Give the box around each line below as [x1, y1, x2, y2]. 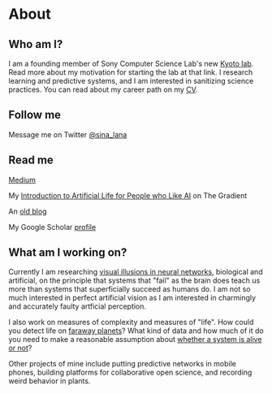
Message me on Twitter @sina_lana [8, 129, 127, 139]
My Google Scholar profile [8, 222, 97, 232]
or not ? [8, 343, 32, 353]
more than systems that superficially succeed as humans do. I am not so [8, 284, 251, 294]
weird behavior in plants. [8, 376, 91, 386]
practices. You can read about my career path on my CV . [8, 84, 198, 94]
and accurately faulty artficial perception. [8, 301, 147, 311]
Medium [8, 175, 37, 184]
